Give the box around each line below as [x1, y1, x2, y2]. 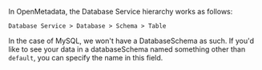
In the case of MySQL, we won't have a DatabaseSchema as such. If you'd [8, 36, 255, 45]
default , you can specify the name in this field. [8, 53, 163, 62]
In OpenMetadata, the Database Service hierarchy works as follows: [8, 7, 233, 16]
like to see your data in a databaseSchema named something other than [8, 45, 246, 54]
